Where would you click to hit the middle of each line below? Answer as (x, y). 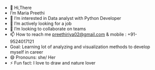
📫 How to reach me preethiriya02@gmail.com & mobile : (68, 34)
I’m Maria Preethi (27, 13)
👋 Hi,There (21, 8)
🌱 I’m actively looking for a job (41, 23)
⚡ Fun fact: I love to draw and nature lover (53, 63)
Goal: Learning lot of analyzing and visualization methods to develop (80, 47)
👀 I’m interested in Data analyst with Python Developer (66, 18)
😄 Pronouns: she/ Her (33, 57)
